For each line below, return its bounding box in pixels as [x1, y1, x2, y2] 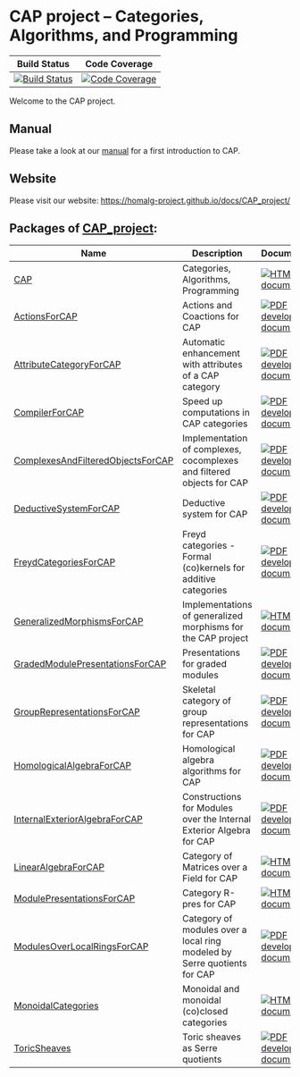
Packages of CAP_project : [9, 221, 158, 236]
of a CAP [182, 369, 220, 382]
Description [191, 248, 243, 260]
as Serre [182, 1042, 218, 1055]
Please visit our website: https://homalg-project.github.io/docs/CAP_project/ [9, 195, 291, 206]
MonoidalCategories [13, 999, 99, 1012]
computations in [182, 407, 250, 419]
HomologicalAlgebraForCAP [13, 760, 132, 772]
